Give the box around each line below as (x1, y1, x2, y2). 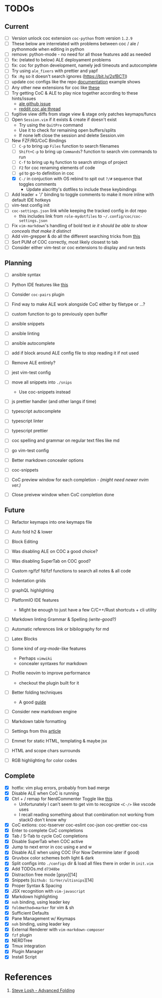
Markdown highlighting (11, 893, 58, 900)
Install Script (11, 954, 37, 960)
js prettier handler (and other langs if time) (11, 398, 97, 405)
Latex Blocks (11, 636, 37, 642)
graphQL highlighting (11, 587, 54, 593)
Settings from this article (11, 728, 61, 734)
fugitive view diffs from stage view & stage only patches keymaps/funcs (11, 111, 156, 117)
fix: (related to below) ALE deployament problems (11, 57, 111, 63)
